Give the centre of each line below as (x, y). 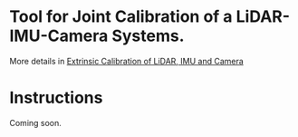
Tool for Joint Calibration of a (121, 17)
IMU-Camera (59, 36)
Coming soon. (35, 122)
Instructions (56, 98)
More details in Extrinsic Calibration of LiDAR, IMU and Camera (127, 61)
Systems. (148, 36)
